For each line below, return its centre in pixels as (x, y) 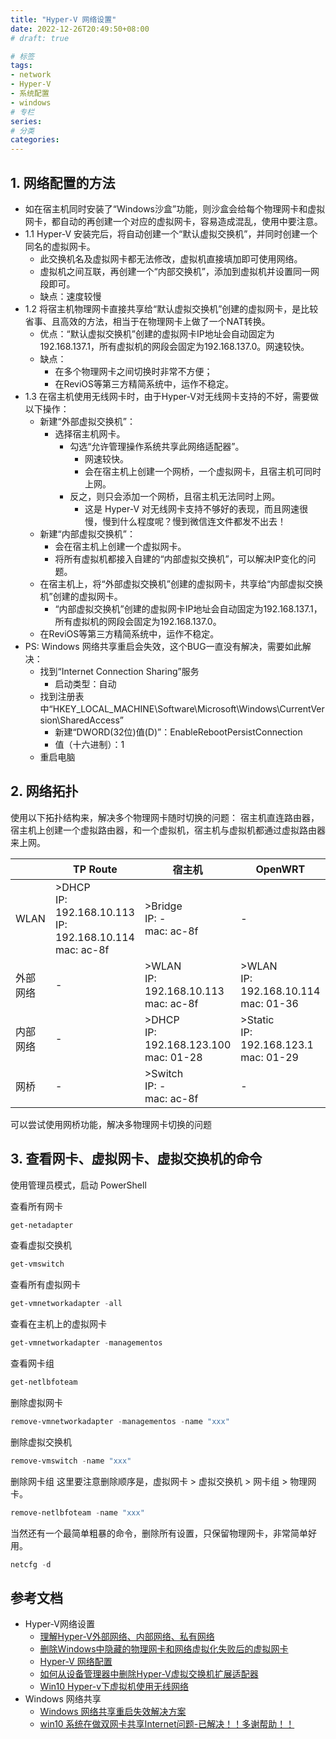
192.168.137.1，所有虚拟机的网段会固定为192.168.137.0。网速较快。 (174, 346)
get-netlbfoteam (44, 1382)
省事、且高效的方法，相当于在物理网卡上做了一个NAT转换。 (147, 321)
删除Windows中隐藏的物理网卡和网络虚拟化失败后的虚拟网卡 (164, 1649)
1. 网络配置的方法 (63, 182)
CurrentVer (302, 708)
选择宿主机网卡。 (90, 433)
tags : (21, 66)
